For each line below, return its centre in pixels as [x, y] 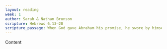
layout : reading [22, 10]
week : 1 [13, 14]
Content [13, 42]
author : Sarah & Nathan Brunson [39, 19]
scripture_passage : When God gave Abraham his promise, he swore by [78, 28]
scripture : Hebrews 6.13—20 [34, 24]
